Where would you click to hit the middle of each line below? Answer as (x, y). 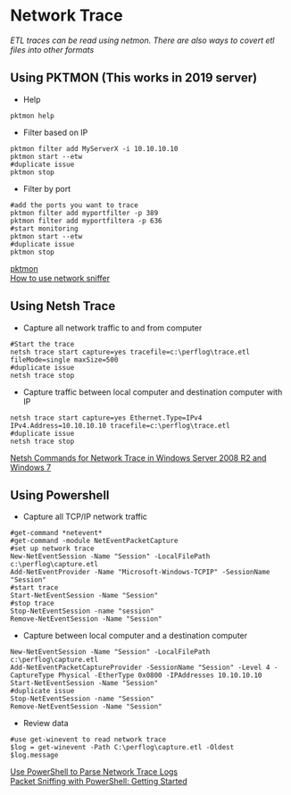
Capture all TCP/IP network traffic (85, 517)
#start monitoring (44, 229)
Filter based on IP (55, 132)
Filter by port (47, 188)
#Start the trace (42, 344)
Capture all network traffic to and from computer (112, 328)
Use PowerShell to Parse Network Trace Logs (94, 772)
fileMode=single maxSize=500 (64, 360)
